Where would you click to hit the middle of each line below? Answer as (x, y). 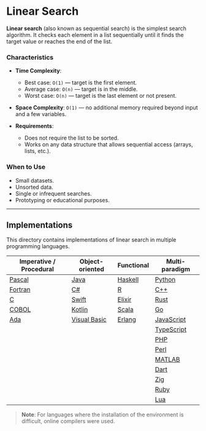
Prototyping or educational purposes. (63, 200)
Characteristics (30, 57)
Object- (92, 261)
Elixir (124, 299)
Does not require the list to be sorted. (71, 138)
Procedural (37, 269)
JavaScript (170, 320)
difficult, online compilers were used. (68, 421)
